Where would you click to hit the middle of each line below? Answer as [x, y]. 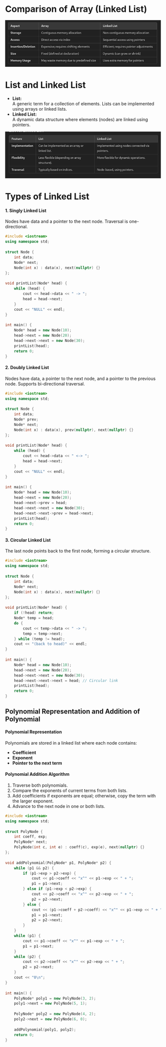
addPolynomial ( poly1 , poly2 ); [45, 1029]
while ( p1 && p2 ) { [34, 868]
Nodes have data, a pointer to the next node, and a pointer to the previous [80, 378]
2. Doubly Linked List [27, 368]
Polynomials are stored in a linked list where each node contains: [71, 743]
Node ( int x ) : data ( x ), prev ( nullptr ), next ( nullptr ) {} [74, 430]
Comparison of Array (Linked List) [76, 9]
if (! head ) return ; [34, 613]
